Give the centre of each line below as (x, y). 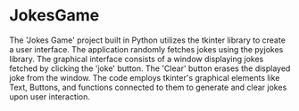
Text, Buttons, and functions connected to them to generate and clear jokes (148, 87)
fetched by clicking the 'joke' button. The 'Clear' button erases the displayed (150, 68)
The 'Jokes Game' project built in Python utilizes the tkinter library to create (147, 40)
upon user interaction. (50, 96)
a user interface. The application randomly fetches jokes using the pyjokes (146, 49)
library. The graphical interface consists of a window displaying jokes (137, 59)
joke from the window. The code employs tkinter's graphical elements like (145, 77)
